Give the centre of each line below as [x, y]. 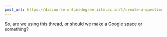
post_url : [15, 10]
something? [17, 29]
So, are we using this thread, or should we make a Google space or [74, 24]
